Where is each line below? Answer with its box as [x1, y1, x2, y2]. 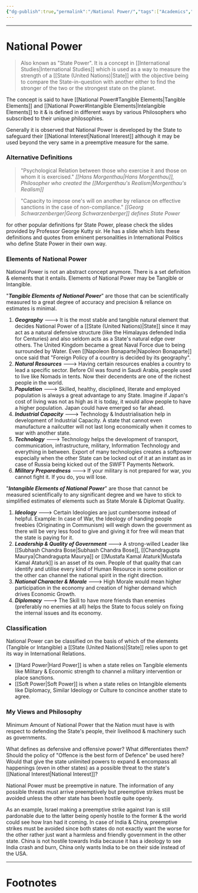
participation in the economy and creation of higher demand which [14, 584, 177, 591]
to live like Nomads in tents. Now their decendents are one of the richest [14, 373, 190, 380]
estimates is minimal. [6, 305, 57, 312]
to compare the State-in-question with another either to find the [20, 78, 176, 85]
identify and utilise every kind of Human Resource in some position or [14, 565, 184, 572]
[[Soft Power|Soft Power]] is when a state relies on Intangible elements [14, 681, 187, 688]
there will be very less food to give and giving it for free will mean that [14, 528, 184, 535]
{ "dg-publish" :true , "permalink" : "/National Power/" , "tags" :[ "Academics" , [6, 8, 192, 15]
